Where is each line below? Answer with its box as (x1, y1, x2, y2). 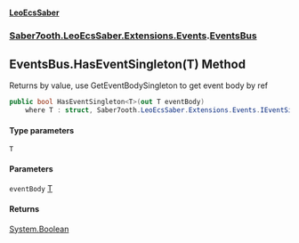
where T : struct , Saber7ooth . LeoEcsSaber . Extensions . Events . (25, 106, 261, 115)
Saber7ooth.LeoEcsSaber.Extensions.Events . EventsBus (9, 29, 257, 42)
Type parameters (9, 125, 75, 135)
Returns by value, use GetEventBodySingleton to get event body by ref (9, 80, 269, 91)
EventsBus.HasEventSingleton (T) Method (9, 56, 246, 71)
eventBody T (9, 183, 53, 194)
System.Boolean (9, 223, 69, 234)
